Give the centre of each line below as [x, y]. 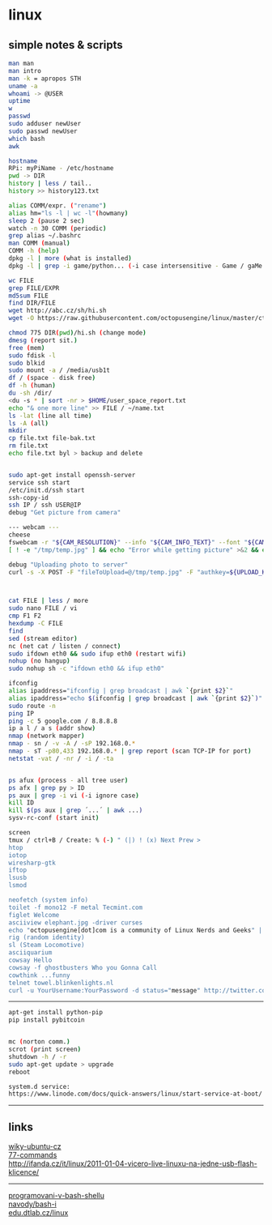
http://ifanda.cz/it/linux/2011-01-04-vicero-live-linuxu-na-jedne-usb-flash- [133, 1163]
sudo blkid [27, 363]
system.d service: [39, 1086]
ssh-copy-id [28, 497]
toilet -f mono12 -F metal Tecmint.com [76, 907]
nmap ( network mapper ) [47, 736]
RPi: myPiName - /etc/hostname [61, 169]
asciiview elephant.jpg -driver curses [76, 922]
